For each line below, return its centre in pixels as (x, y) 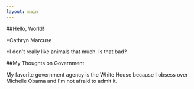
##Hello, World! (25, 28)
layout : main (22, 12)
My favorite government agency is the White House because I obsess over (97, 74)
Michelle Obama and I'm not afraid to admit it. (62, 81)
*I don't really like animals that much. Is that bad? (67, 52)
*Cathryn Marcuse (29, 40)
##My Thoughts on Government (45, 63)
